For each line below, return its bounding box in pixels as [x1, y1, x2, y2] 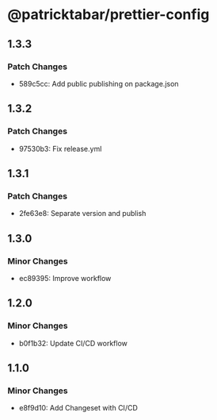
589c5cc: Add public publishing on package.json [18, 79, 179, 88]
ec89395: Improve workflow [18, 273, 112, 283]
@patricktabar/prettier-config [7, 6, 210, 24]
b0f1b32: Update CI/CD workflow [18, 338, 128, 348]
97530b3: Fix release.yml [18, 144, 102, 153]
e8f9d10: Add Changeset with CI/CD [18, 403, 138, 413]
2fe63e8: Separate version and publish [18, 209, 147, 218]
